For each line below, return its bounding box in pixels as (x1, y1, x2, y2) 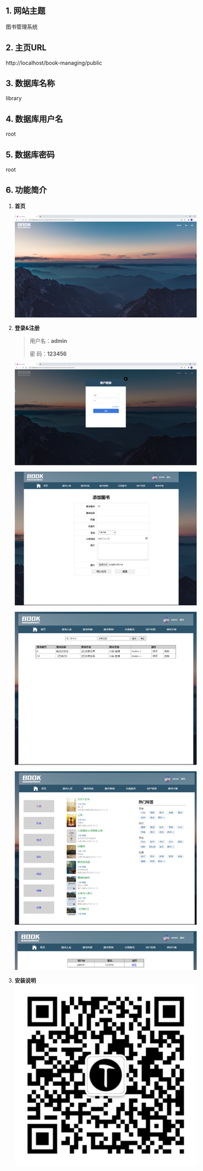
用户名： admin (29, 337, 67, 345)
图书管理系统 (5, 23, 38, 30)
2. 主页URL (5, 43, 47, 53)
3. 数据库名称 (5, 78, 55, 89)
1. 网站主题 (5, 5, 46, 16)
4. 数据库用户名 (5, 114, 63, 124)
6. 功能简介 (5, 185, 47, 196)
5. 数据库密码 (5, 149, 55, 160)
